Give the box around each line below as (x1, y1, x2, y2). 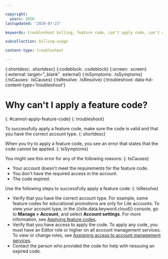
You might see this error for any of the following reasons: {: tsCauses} (5, 155, 149, 161)
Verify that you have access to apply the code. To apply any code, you (12, 222, 158, 228)
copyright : (5, 11, 28, 16)
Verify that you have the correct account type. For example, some (12, 195, 148, 201)
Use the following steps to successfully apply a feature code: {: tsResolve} (5, 185, 158, 191)
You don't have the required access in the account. (12, 170, 118, 176)
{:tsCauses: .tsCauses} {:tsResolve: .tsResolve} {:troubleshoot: (5, 77, 134, 82)
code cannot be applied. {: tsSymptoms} (5, 146, 88, 152)
